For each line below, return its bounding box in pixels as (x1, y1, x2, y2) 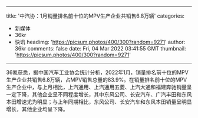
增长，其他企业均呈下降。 (6, 106, 68, 112)
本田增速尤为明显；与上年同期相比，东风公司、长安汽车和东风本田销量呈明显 (6, 98, 192, 105)
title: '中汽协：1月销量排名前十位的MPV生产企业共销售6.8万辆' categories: (6, 12, 184, 19)
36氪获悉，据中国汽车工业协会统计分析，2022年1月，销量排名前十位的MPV (6, 69, 189, 76)
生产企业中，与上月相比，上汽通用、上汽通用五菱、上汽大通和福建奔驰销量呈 (6, 83, 192, 90)
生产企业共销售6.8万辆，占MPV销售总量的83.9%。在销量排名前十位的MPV (6, 76, 187, 83)
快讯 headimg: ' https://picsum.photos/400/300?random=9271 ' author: (14, 39, 186, 45)
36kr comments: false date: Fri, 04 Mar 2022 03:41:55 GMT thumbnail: (14, 45, 186, 52)
